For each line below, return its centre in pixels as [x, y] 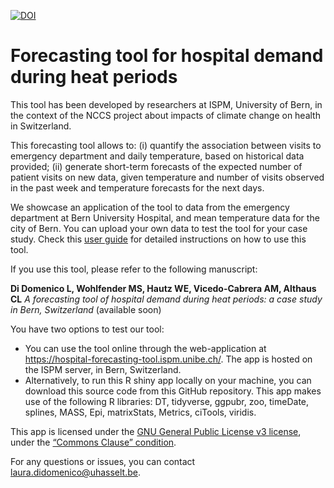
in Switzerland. [41, 126]
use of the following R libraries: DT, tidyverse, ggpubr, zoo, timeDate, [167, 401]
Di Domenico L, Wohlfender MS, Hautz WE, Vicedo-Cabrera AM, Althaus [163, 288]
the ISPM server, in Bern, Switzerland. [103, 369]
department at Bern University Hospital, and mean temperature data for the [165, 217]
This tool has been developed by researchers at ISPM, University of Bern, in [166, 104]
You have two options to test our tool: [87, 329]
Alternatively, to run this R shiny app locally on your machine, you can [168, 380]
